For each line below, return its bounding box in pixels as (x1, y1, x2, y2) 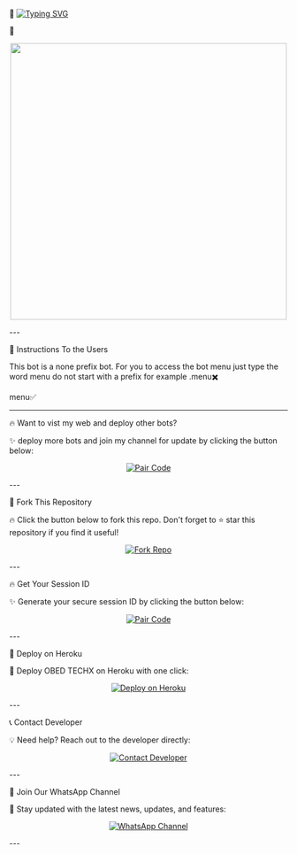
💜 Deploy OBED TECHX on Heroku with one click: (9, 666, 189, 676)
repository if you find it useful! (9, 527, 119, 537)
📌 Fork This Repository (9, 496, 93, 507)
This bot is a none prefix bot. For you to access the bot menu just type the (9, 361, 278, 372)
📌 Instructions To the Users (9, 344, 109, 354)
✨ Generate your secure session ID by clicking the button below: (9, 596, 245, 606)
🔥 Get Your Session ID (9, 579, 90, 589)
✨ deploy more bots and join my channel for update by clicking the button (9, 435, 278, 446)
